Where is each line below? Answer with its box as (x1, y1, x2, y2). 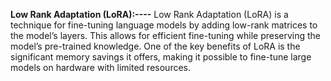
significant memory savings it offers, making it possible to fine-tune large (10, 51, 312, 63)
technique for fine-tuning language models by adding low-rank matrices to (10, 19, 318, 31)
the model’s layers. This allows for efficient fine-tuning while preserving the (10, 30, 322, 41)
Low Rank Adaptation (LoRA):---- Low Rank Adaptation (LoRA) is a (10, 9, 289, 20)
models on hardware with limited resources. (10, 62, 191, 73)
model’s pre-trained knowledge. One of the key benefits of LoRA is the (10, 40, 301, 52)
